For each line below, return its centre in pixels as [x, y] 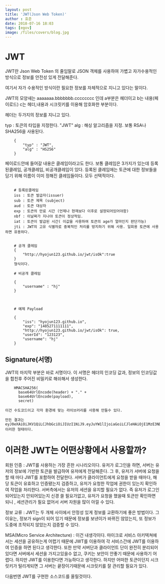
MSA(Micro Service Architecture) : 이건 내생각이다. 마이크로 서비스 [70, 535]
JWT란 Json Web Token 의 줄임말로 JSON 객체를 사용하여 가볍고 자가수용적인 [81, 71]
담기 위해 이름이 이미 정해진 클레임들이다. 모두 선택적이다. [60, 176]
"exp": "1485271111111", [48, 326]
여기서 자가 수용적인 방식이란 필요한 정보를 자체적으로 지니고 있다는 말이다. [77, 88]
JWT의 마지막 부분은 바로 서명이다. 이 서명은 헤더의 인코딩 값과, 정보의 [72, 372]
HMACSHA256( [26, 388]
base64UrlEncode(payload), [46, 397]
